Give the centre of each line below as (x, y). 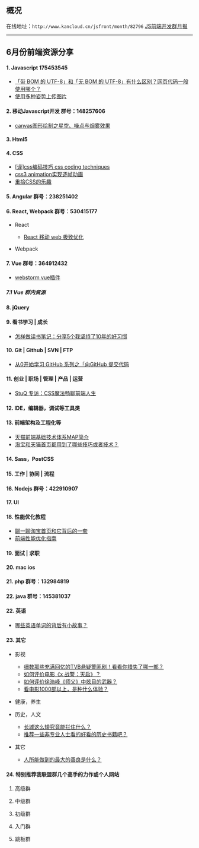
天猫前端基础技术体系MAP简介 (52, 437)
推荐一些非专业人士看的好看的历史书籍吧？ (76, 735)
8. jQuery (18, 308)
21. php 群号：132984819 (38, 581)
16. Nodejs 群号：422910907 (42, 488)
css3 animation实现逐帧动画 (49, 175)
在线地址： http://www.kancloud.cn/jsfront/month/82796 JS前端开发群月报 (97, 26)
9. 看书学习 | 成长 (27, 322)
